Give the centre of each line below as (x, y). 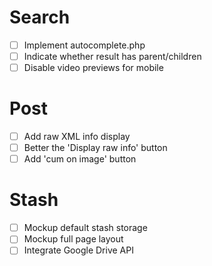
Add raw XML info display (77, 137)
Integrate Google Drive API (78, 250)
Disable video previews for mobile (93, 68)
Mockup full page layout (73, 239)
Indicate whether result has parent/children (112, 56)
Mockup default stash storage (85, 228)
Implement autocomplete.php (84, 45)
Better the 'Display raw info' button (95, 148)
